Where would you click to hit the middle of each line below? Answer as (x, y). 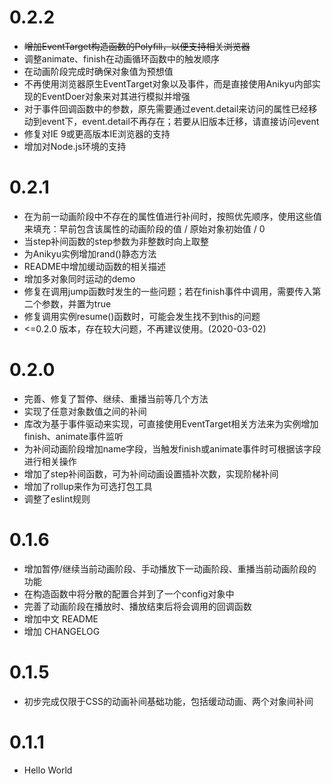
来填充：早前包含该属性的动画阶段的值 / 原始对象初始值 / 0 (144, 228)
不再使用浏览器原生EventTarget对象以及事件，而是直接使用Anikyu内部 (167, 83)
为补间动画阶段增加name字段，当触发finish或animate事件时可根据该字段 (172, 448)
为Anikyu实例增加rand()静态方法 (90, 253)
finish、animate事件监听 (73, 436)
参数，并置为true (76, 303)
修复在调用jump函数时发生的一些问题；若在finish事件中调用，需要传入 (168, 291)
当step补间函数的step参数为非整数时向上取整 (116, 241)
